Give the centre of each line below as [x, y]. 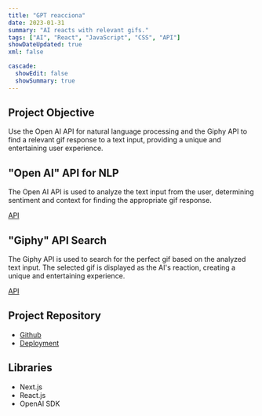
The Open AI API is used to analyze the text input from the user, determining [131, 192]
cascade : [22, 66]
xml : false [26, 52]
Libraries [30, 368]
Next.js [31, 387]
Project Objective [51, 113]
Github [30, 334]
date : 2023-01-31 [36, 23]
